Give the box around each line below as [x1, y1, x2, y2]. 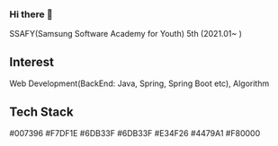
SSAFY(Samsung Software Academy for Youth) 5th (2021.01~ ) [9, 29, 243, 39]
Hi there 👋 [9, 8, 54, 21]
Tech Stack [9, 104, 74, 119]
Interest [9, 54, 54, 70]
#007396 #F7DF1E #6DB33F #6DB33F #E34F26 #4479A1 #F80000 [9, 127, 261, 138]
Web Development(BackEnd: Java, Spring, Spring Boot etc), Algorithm [9, 78, 270, 89]
